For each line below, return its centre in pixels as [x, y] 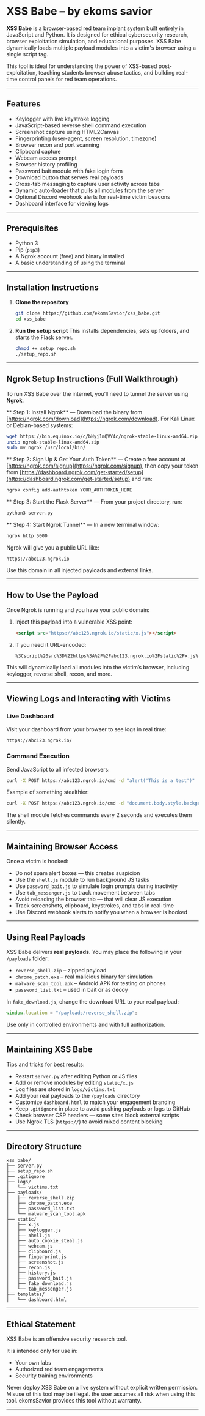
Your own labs [33, 1363]
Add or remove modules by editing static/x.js [74, 1082]
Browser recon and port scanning [57, 144]
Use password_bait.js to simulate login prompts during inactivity [96, 886]
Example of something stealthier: [48, 792]
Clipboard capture [38, 151]
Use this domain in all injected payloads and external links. [80, 570]
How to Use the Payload [52, 595]
